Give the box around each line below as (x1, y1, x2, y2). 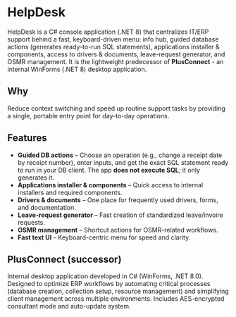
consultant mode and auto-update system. (7, 302, 131, 311)
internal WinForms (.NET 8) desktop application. (7, 65, 147, 73)
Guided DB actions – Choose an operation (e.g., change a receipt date (17, 151, 223, 159)
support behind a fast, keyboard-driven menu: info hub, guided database (7, 35, 219, 43)
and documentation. (17, 203, 76, 211)
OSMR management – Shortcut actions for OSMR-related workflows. (17, 225, 218, 234)
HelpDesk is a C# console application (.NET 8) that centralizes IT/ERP (7, 27, 209, 36)
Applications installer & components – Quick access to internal (17, 180, 204, 189)
